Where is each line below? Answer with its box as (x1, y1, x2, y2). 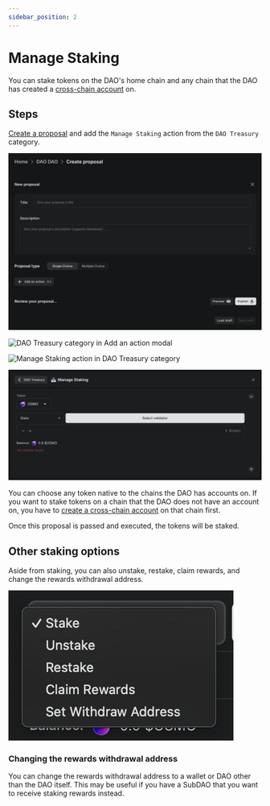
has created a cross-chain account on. (8, 84, 137, 93)
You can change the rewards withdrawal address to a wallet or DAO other (8, 771, 252, 781)
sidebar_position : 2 (8, 13, 78, 21)
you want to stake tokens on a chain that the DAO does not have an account (8, 496, 260, 507)
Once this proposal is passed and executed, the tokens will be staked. (8, 521, 239, 531)
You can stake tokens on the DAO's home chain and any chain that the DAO (8, 75, 258, 85)
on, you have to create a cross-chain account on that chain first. (8, 505, 221, 515)
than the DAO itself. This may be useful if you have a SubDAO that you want (8, 780, 259, 790)
